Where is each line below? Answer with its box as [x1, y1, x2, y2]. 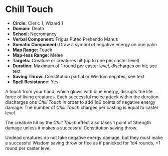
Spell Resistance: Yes [12, 79, 59, 85]
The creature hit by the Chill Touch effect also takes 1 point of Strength [5, 119, 151, 125]
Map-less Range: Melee [12, 52, 63, 58]
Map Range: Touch [12, 47, 53, 53]
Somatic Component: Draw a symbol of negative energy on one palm [12, 41, 157, 47]
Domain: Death [12, 25, 44, 31]
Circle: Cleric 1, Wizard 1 [12, 20, 64, 26]
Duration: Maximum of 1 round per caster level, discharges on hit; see [12, 63, 157, 69]
